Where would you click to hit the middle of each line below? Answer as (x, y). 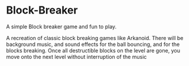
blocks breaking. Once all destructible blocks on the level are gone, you (93, 50)
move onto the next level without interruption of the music (76, 57)
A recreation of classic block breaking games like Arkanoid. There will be (95, 38)
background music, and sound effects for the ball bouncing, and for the (93, 44)
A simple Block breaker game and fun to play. (61, 27)
